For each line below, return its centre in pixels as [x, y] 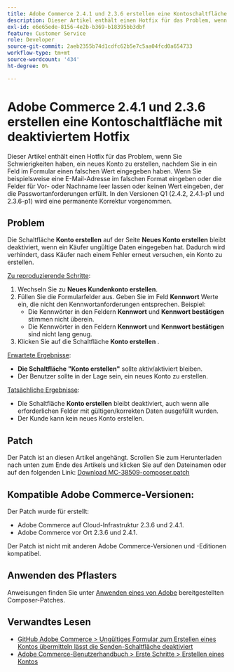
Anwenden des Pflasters [62, 575]
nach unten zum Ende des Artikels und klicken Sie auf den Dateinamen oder [117, 465]
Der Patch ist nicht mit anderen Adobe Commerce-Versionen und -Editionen [117, 546]
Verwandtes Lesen [49, 622]
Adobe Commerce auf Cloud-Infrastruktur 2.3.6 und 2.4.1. [101, 525]
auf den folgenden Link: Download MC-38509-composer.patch [98, 473]
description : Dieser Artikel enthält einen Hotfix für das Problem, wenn [117, 20]
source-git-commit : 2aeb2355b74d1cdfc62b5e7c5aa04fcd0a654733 [100, 46]
